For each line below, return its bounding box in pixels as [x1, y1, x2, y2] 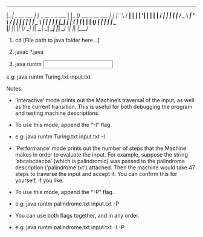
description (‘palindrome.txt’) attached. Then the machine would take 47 [14, 164, 195, 171]
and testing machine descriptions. [14, 109, 100, 117]
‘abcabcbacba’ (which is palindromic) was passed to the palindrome [14, 158, 185, 164]
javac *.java [14, 48, 44, 55]
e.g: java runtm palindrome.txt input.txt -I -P [14, 224, 125, 230]
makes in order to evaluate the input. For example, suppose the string [14, 151, 188, 158]
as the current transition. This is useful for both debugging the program [14, 103, 193, 110]
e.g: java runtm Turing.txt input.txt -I [14, 133, 106, 140]
